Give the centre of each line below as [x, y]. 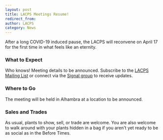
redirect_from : [21, 19]
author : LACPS [20, 23]
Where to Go [20, 88]
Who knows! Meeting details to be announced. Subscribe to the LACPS [77, 70]
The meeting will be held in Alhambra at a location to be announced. [74, 99]
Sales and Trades [26, 112]
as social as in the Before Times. [38, 133]
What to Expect [24, 60]
